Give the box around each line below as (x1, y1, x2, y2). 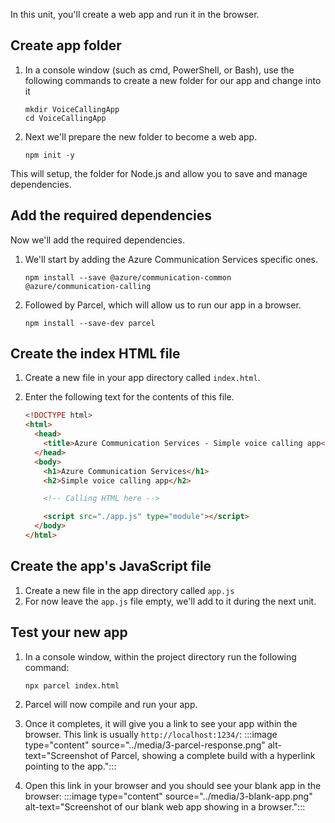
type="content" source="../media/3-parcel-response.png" (24, 739, 266, 751)
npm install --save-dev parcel (24, 318, 156, 328)
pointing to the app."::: (24, 760, 117, 772)
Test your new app (10, 624, 128, 641)
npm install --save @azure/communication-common (24, 272, 232, 283)
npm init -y (24, 150, 75, 160)
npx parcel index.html (24, 680, 120, 691)
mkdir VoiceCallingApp (24, 104, 120, 114)
